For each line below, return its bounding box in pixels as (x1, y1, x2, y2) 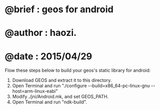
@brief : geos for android (5, 4, 113, 15)
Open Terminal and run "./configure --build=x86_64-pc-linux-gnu (12, 83, 150, 89)
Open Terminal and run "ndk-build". (12, 99, 87, 105)
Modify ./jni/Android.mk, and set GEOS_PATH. (12, 94, 109, 100)
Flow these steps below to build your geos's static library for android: (5, 68, 151, 74)
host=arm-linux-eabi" (12, 88, 58, 94)
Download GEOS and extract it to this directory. (12, 77, 112, 83)
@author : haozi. (5, 27, 77, 39)
